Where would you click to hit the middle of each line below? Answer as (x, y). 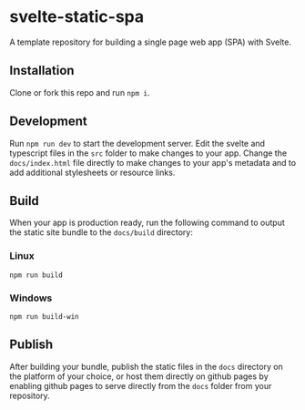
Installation (42, 71)
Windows (31, 298)
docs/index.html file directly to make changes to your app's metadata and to (153, 162)
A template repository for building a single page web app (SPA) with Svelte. (150, 42)
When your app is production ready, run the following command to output (147, 223)
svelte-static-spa (77, 17)
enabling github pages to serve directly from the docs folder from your (141, 385)
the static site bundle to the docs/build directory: (101, 232)
